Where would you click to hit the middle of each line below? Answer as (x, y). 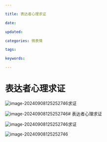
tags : (11, 50)
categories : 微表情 (24, 41)
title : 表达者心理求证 (26, 14)
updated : (14, 32)
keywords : (15, 59)
